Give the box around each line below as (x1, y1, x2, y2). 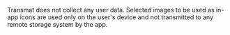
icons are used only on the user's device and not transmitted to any (20, 13, 214, 21)
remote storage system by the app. (7, 21, 108, 28)
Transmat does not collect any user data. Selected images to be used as (7, 6, 215, 14)
